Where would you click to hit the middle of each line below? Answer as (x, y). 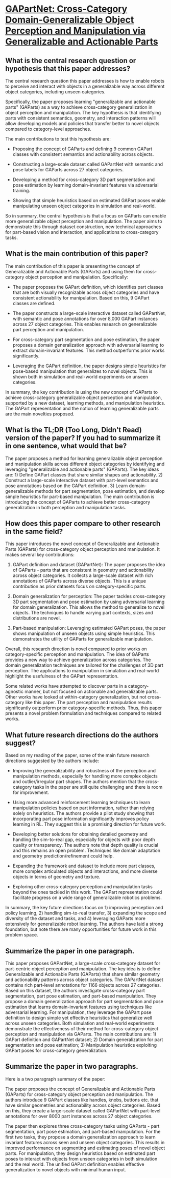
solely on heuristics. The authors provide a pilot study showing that (83, 813)
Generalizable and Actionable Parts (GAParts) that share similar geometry (82, 974)
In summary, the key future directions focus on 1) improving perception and (84, 908)
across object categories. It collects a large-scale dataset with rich (83, 575)
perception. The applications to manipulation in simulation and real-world (82, 671)
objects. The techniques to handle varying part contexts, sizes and (83, 613)
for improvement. (31, 792)
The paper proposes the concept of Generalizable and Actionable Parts (80, 1089)
